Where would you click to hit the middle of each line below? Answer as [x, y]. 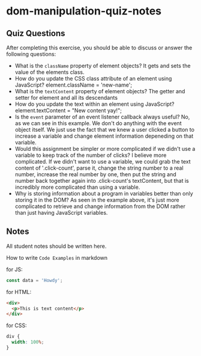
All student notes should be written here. [56, 246]
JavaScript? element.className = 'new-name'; [73, 85]
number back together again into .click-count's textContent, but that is [102, 181]
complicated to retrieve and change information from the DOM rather [100, 206]
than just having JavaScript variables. [61, 213]
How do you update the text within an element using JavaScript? [94, 104]
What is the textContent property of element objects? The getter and [100, 91]
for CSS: [16, 325]
